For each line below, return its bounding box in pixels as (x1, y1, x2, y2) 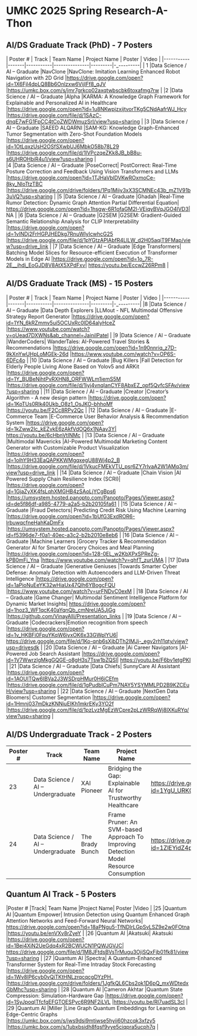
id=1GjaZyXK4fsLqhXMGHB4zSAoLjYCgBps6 (6, 488, 116, 495)
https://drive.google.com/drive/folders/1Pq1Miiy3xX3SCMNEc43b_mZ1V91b (8, 187, 191, 193)
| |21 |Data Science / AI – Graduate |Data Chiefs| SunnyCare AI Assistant (6, 662, 181, 669)
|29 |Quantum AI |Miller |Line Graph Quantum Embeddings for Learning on (6, 1005, 186, 1012)
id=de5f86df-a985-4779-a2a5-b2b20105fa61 (6, 500, 117, 507)
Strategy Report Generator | (6, 313, 73, 320)
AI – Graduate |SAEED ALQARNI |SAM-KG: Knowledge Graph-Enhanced (6, 125, 180, 131)
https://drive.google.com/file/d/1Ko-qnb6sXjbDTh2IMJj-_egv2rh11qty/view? (6, 638, 189, 645)
